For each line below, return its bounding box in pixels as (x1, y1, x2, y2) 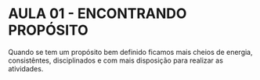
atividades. (8, 64, 44, 73)
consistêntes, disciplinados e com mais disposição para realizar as (8, 56, 223, 65)
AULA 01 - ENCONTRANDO (8, 5, 187, 23)
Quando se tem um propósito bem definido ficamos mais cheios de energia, (8, 47, 253, 56)
